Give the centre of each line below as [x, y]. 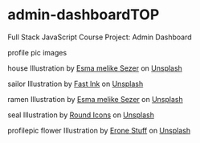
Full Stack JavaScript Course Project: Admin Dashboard [100, 37]
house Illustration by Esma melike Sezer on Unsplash [95, 68]
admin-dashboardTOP [84, 15]
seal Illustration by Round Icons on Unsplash [81, 115]
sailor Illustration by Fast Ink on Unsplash [76, 84]
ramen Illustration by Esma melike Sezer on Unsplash [95, 99]
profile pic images [37, 52]
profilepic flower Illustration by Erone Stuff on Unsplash [99, 130]
